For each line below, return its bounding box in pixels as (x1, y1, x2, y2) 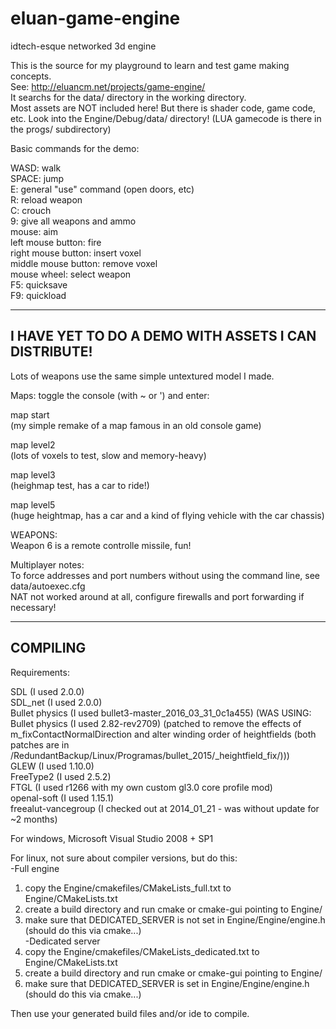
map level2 (10, 438, 56, 451)
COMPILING (10, 640, 87, 657)
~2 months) (10, 813, 58, 825)
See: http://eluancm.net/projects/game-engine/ (10, 80, 206, 92)
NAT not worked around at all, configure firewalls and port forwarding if (10, 590, 305, 602)
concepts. (10, 70, 52, 82)
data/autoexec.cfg (10, 580, 86, 592)
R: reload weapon (10, 193, 83, 206)
